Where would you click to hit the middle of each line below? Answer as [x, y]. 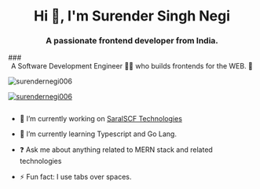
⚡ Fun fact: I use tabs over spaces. [75, 177]
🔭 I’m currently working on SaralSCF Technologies [101, 119]
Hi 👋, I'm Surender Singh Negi [132, 16]
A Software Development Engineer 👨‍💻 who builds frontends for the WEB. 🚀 [132, 66]
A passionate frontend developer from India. [132, 41]
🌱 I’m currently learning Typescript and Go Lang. [98, 134]
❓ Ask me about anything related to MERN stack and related [116, 150]
